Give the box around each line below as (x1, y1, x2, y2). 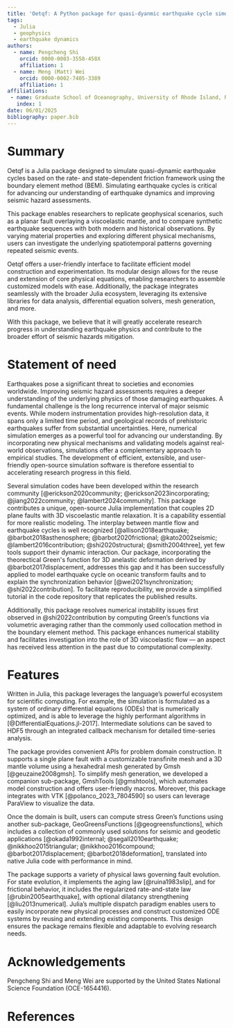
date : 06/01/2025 (7, 107, 58, 114)
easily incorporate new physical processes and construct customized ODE (7, 907, 220, 915)
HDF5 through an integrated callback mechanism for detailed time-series (7, 727, 216, 735)
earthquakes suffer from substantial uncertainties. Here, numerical (7, 424, 198, 432)
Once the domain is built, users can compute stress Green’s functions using (7, 813, 223, 821)
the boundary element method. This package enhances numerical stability (7, 628, 220, 636)
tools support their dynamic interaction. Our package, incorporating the (7, 548, 212, 556)
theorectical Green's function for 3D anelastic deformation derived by (7, 555, 206, 563)
